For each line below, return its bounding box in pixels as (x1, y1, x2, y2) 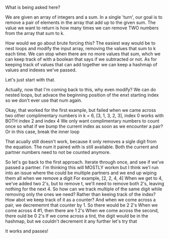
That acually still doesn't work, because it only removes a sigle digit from (5, 139, 157, 144)
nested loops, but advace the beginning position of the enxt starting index (5, 92, 159, 98)
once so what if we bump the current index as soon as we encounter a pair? (5, 124, 163, 129)
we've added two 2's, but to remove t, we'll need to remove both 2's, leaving (5, 181, 164, 186)
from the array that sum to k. (5, 30, 65, 36)
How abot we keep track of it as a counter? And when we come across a (5, 197, 156, 203)
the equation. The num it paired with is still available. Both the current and (5, 144, 158, 150)
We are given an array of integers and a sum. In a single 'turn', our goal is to (5, 14, 163, 20)
